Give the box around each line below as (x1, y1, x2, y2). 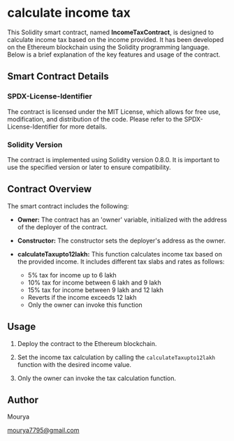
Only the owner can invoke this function (27, 301, 143, 309)
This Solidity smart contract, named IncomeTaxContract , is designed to (7, 28, 214, 36)
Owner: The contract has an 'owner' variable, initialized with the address (17, 215, 227, 224)
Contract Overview (7, 183, 92, 195)
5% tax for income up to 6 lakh (27, 270, 117, 279)
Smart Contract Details (7, 71, 110, 82)
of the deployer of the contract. (17, 222, 108, 231)
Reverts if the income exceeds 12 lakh (27, 293, 137, 301)
